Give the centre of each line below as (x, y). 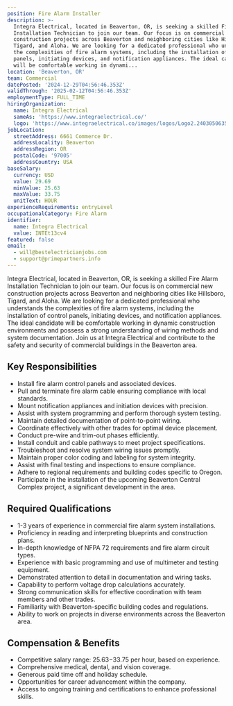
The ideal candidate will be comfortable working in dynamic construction (111, 323)
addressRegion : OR (40, 149)
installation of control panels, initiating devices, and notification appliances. (114, 315)
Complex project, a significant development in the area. (96, 487)
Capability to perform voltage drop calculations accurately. (101, 585)
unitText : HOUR (35, 201)
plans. (26, 540)
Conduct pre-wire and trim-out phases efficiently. (88, 435)
